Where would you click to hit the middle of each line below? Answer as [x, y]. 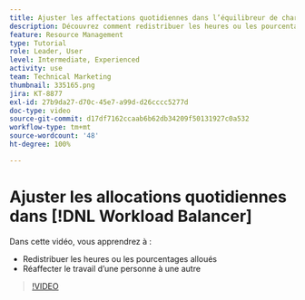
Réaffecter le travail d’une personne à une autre [112, 268]
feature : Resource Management [67, 34]
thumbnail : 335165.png [52, 85]
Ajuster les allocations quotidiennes [148, 197]
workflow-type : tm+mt [50, 128]
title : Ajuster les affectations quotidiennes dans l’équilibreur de [144, 18]
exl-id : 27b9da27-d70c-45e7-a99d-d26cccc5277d [99, 102]
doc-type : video [40, 111]
